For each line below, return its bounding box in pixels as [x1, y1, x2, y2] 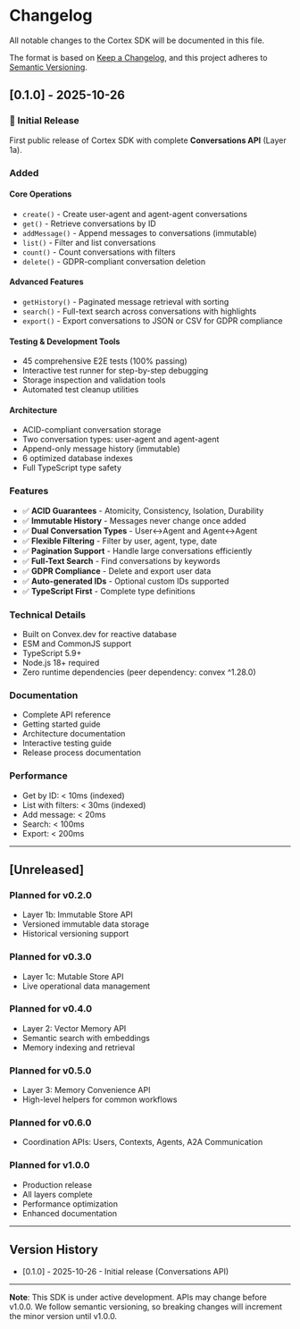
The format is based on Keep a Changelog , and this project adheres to [9, 52, 268, 63]
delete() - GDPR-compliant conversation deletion [21, 256, 206, 266]
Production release [21, 1179, 92, 1190]
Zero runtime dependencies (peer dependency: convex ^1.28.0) [21, 667, 256, 677]
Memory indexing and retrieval [21, 1042, 136, 1053]
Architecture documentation [21, 728, 126, 739]
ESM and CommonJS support [21, 638, 132, 649]
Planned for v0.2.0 [9, 888, 92, 901]
